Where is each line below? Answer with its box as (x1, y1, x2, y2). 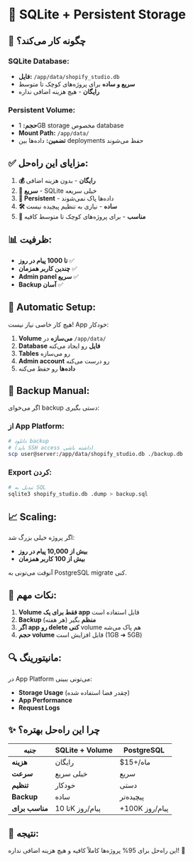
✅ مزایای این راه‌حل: (8, 156, 89, 169)
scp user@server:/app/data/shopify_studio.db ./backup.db (8, 451, 183, 458)
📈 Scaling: (8, 511, 57, 523)
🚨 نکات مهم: (8, 589, 57, 601)
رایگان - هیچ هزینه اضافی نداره (18, 87, 100, 95)
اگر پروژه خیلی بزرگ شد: (8, 533, 75, 542)
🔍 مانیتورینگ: (8, 652, 62, 664)
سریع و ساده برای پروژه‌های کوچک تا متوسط (18, 80, 136, 88)
